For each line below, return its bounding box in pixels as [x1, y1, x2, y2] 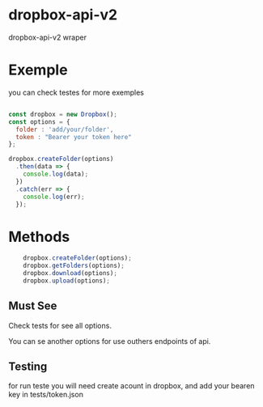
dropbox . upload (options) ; [23, 277, 111, 285]
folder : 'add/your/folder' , [15, 125, 114, 134]
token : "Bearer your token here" [15, 133, 132, 141]
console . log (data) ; [23, 170, 89, 178]
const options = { [8, 117, 70, 126]
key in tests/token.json [8, 390, 83, 400]
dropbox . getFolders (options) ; [23, 261, 125, 270]
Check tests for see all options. [8, 320, 112, 330]
